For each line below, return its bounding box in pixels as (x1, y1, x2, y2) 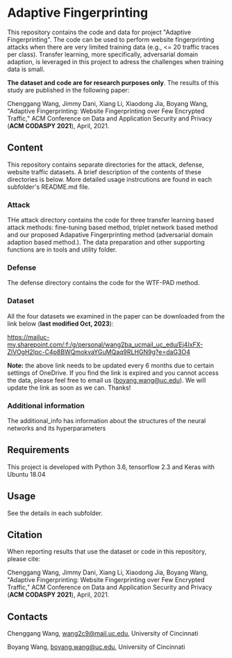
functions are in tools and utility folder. (7, 245, 117, 254)
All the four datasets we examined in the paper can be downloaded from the (7, 312, 225, 320)
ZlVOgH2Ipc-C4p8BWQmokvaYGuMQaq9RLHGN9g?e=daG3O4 (7, 347, 191, 356)
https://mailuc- (7, 332, 50, 341)
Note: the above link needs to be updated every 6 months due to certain (7, 361, 214, 369)
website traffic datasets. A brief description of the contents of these (7, 167, 201, 176)
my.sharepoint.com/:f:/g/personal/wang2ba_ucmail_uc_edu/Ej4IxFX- (7, 340, 204, 349)
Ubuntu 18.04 (7, 470, 46, 478)
